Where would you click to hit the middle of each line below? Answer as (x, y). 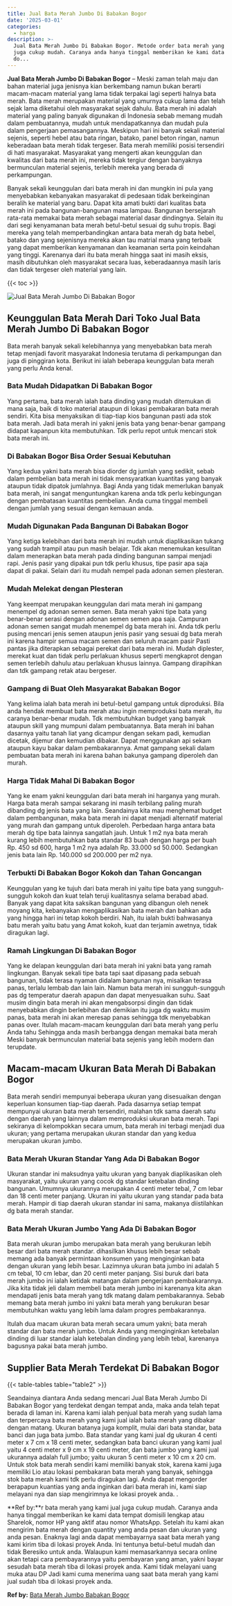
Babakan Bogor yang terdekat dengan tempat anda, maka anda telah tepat (114, 1406)
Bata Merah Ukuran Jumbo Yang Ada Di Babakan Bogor (102, 1228)
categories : (24, 26)
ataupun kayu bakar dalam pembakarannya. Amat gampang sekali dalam (111, 748)
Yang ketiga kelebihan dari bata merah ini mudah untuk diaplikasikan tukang (116, 541)
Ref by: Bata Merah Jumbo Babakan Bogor (69, 1595)
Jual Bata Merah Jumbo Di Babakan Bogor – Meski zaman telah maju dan (113, 79)
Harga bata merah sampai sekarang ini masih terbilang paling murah (105, 803)
